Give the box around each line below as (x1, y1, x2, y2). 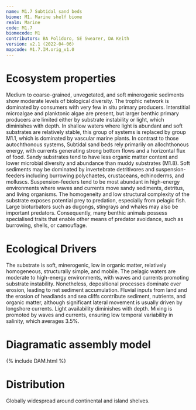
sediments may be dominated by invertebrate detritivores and (6, 166, 155, 173)
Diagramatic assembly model (6, 337, 151, 351)
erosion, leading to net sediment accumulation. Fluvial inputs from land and (6, 286, 187, 293)
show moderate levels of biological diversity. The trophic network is (6, 97, 170, 104)
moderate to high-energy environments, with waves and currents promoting (6, 274, 189, 281)
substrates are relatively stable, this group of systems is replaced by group (6, 128, 186, 135)
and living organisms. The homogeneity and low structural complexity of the (6, 191, 190, 198)
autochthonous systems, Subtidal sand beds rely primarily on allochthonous (6, 141, 189, 148)
